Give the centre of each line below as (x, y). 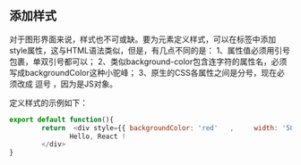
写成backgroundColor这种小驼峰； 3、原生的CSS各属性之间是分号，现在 (143, 72)
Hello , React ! (98, 136)
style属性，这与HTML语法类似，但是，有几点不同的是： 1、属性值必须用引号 (150, 50)
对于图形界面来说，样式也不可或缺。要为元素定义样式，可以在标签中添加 (142, 39)
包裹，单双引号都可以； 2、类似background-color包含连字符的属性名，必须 (148, 62)
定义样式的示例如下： (48, 103)
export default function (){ (62, 120)
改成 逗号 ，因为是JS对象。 (67, 84)
